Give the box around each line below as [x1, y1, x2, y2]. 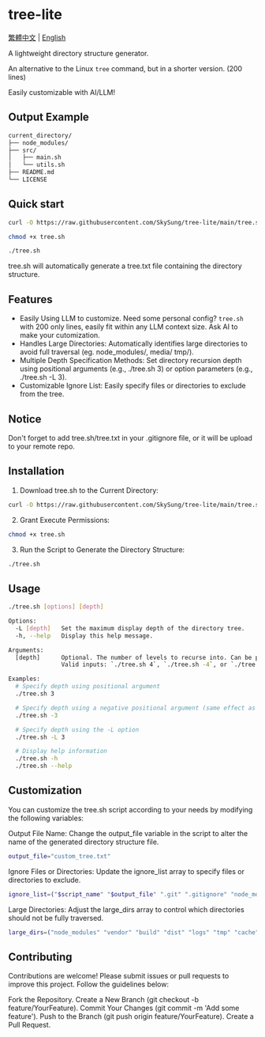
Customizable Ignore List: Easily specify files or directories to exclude [19, 381, 246, 391]
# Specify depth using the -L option [15, 725, 140, 733]
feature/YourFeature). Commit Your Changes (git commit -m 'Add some [8, 1003, 240, 1013]
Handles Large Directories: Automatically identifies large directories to [19, 339, 248, 349]
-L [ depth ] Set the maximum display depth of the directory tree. [15, 624, 245, 632]
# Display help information [15, 747, 108, 755]
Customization [8, 784, 83, 797]
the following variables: [8, 813, 84, 823]
